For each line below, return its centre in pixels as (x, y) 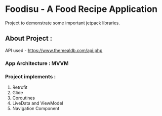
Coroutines (23, 98)
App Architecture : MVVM (37, 63)
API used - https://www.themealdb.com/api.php (54, 50)
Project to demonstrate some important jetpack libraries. (62, 23)
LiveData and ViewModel (38, 103)
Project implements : (30, 76)
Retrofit (20, 87)
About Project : (29, 38)
